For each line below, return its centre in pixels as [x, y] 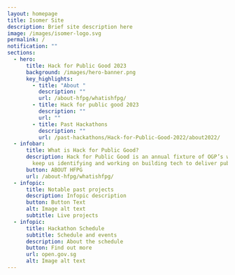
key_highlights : [49, 79]
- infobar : [29, 144]
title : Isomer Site [36, 20]
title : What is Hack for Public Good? [82, 150]
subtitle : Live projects [62, 216]
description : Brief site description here [70, 27]
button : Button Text [56, 203]
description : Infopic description [76, 196]
